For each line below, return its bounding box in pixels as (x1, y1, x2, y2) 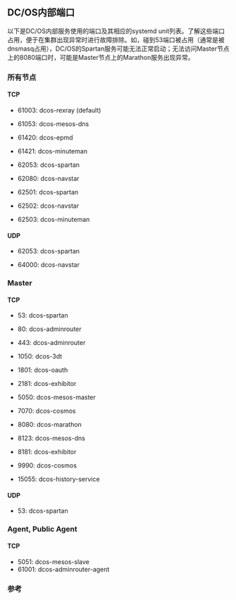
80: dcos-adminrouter (17, 325, 82, 333)
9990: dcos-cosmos (17, 461, 77, 470)
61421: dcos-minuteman (17, 146, 88, 155)
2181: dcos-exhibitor (17, 380, 77, 388)
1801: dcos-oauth (17, 365, 68, 375)
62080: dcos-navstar (17, 174, 80, 182)
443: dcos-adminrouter (17, 339, 86, 347)
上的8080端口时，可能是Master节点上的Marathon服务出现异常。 (7, 53, 194, 61)
